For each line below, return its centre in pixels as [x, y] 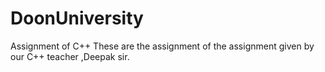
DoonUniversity [77, 18]
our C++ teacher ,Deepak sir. [70, 56]
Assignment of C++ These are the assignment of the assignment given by [162, 46]
